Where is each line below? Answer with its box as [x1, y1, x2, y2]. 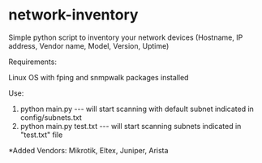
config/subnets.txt [19, 112, 83, 122]
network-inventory [8, 6, 139, 24]
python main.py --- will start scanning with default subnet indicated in [19, 104, 254, 114]
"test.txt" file [19, 130, 63, 139]
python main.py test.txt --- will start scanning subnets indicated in [19, 121, 242, 131]
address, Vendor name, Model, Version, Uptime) [8, 41, 170, 50]
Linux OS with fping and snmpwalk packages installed [8, 72, 189, 82]
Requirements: [8, 57, 57, 66]
